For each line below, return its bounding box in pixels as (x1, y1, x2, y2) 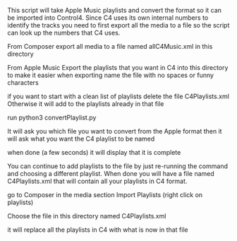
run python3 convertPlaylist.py (7, 113, 97, 122)
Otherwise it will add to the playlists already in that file (7, 100, 164, 108)
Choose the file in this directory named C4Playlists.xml (7, 212, 166, 220)
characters (7, 78, 39, 87)
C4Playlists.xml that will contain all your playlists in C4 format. (7, 177, 188, 185)
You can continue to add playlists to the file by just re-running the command (7, 162, 228, 170)
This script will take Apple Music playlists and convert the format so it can (7, 6, 222, 14)
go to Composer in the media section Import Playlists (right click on (7, 191, 203, 199)
